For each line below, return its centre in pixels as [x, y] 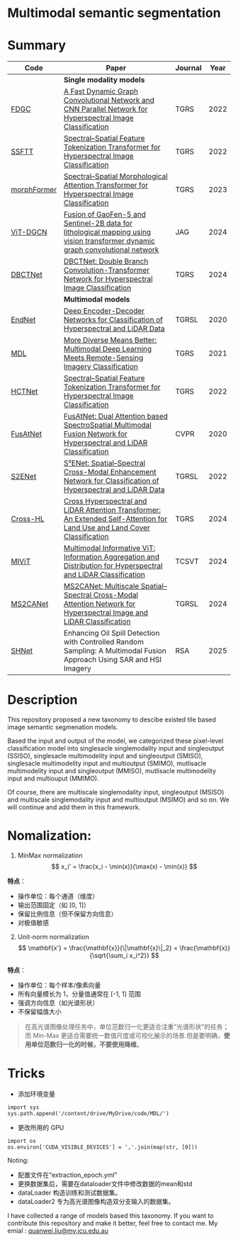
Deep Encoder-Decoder [104, 311]
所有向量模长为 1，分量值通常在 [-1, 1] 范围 [79, 994]
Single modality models [104, 80]
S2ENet [24, 477]
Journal [188, 68]
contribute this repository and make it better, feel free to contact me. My [113, 1223]
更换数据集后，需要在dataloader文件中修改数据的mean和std [105, 1183]
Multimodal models [97, 300]
